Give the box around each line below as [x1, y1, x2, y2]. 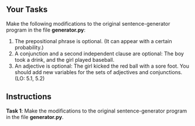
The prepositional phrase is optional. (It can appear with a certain [14, 37, 173, 44]
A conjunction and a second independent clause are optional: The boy [14, 50, 184, 57]
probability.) [14, 44, 44, 51]
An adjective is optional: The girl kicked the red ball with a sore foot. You [14, 62, 189, 69]
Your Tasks [6, 5, 48, 15]
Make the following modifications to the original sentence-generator [6, 20, 170, 27]
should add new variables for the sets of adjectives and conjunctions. [14, 68, 183, 75]
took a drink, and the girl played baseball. [14, 56, 115, 63]
